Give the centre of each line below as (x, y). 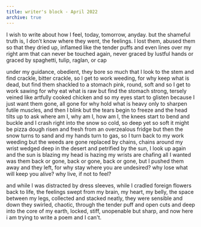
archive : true (24, 17)
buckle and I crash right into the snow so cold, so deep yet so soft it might (98, 123)
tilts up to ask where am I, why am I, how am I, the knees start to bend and (98, 116)
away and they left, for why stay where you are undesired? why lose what (97, 167)
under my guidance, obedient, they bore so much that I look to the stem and (100, 71)
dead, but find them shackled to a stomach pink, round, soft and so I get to (98, 84)
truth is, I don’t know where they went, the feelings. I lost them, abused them (101, 41)
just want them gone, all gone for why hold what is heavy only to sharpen (97, 103)
